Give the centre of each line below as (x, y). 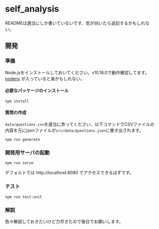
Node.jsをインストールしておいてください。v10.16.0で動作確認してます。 (77, 72)
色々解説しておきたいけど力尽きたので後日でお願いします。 (64, 221)
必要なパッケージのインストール (37, 90)
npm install (17, 101)
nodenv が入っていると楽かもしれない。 (45, 78)
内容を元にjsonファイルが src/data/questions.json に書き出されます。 (74, 130)
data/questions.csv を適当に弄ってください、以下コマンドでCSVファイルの (80, 124)
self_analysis (32, 9)
